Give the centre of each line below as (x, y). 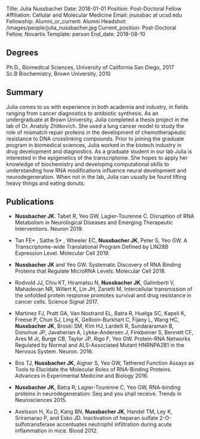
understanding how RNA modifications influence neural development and (96, 170)
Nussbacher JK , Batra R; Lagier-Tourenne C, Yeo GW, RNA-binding (98, 388)
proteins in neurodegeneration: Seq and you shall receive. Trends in (98, 394)
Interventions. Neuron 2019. (49, 229)
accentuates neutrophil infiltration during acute (114, 425)
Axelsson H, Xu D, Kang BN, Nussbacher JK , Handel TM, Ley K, (94, 411)
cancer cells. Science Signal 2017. (56, 302)
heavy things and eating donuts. (46, 183)
